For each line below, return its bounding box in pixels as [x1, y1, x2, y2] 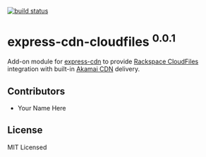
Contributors [7, 85, 66, 97]
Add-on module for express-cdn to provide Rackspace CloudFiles [7, 57, 199, 66]
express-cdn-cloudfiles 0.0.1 [7, 32, 176, 50]
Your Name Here [17, 104, 66, 113]
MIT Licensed [7, 143, 47, 151]
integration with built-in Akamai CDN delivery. [7, 65, 140, 73]
